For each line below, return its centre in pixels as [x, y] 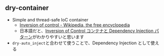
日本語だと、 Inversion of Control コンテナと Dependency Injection [86, 31]
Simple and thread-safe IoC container [50, 19]
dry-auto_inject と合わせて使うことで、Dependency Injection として [81, 43]
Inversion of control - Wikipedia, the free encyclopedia [75, 25]
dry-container [27, 8]
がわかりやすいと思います [58, 37]
